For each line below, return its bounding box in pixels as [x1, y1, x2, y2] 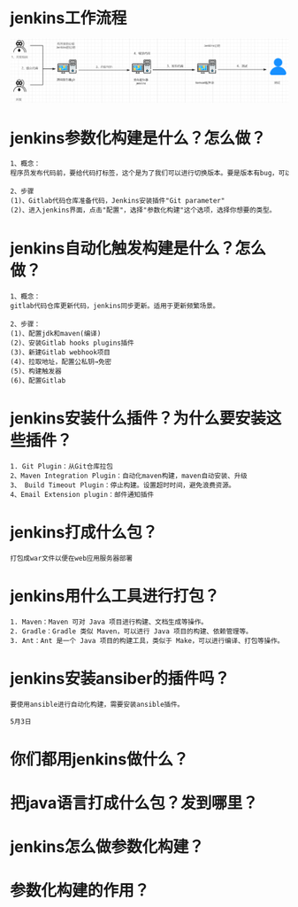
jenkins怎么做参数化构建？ [10, 837, 204, 857]
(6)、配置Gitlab [10, 376, 66, 385]
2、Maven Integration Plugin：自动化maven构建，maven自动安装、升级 [10, 471, 248, 480]
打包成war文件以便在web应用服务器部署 [10, 554, 134, 562]
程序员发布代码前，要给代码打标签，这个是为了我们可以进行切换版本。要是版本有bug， [10, 168, 279, 177]
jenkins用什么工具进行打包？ [10, 585, 220, 606]
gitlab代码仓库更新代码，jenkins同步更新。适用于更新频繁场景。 [10, 301, 220, 310]
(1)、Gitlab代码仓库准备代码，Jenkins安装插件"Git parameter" [10, 197, 225, 205]
